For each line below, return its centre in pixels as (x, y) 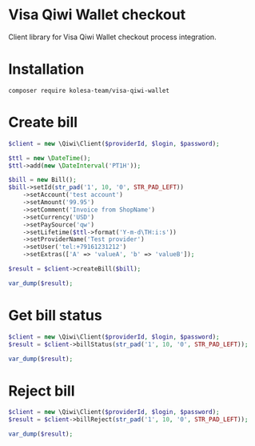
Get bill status (55, 315)
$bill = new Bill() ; (43, 180)
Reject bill (42, 391)
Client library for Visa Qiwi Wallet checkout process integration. (113, 37)
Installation (46, 69)
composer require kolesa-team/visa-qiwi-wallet (89, 90)
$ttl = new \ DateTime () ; (50, 158)
